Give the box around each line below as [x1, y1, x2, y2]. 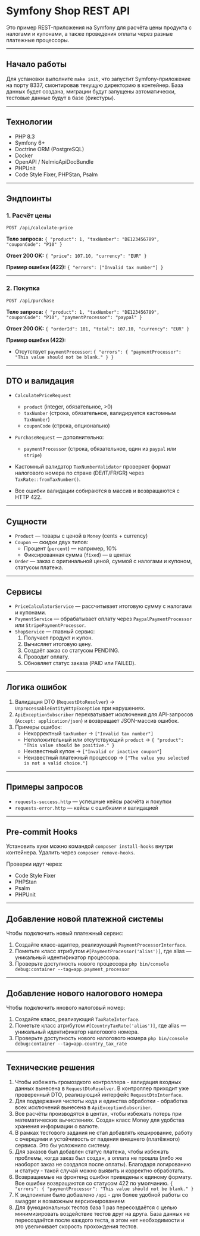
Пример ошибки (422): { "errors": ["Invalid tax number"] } [6, 264, 164, 271]
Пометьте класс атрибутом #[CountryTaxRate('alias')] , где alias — [14, 1022, 186, 1029]
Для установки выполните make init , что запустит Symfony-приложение [6, 75, 191, 82]
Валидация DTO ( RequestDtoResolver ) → [14, 698, 115, 705]
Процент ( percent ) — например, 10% [23, 545, 117, 552]
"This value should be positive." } [23, 742, 115, 748]
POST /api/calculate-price [6, 225, 73, 231]
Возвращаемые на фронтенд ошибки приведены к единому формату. [14, 1173, 192, 1180]
